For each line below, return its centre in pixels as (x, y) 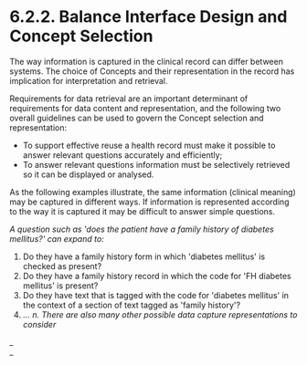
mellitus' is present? (60, 286)
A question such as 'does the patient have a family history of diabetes (142, 229)
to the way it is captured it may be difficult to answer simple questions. (143, 211)
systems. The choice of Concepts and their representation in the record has (152, 71)
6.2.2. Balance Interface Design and (148, 17)
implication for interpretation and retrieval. (89, 80)
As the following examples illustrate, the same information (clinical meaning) (153, 192)
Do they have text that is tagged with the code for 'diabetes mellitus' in (156, 295)
